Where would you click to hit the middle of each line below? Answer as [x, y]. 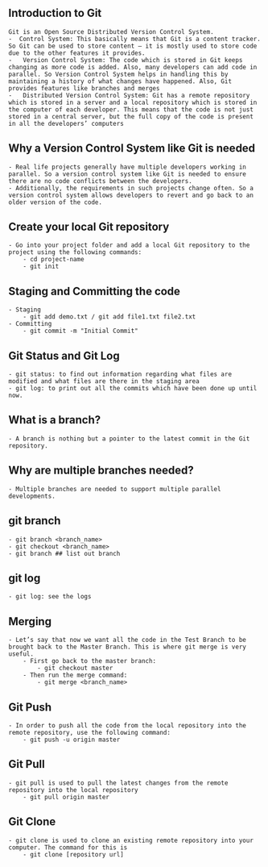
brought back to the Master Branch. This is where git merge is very [128, 647]
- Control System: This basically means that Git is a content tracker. [135, 39]
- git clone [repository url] [74, 854]
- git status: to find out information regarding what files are [120, 374]
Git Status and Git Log [64, 355]
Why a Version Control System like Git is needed [132, 148]
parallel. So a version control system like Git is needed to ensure [128, 174]
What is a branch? [55, 420]
